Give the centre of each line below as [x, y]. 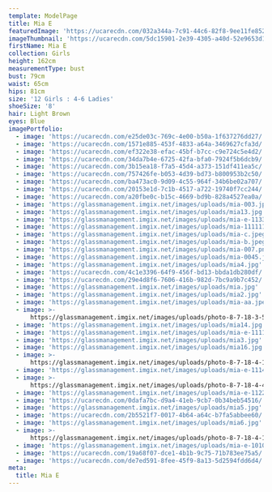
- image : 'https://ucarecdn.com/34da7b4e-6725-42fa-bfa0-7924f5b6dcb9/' [141, 159]
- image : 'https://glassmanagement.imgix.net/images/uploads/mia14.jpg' [141, 325]
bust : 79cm [27, 76]
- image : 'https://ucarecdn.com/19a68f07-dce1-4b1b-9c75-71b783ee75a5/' [141, 453]
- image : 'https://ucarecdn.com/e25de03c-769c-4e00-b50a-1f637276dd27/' [141, 136]
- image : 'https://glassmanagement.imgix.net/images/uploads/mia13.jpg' [141, 212]
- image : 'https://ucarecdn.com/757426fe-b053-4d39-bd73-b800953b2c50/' [141, 174]
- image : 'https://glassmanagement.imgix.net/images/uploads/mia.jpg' [137, 287]
